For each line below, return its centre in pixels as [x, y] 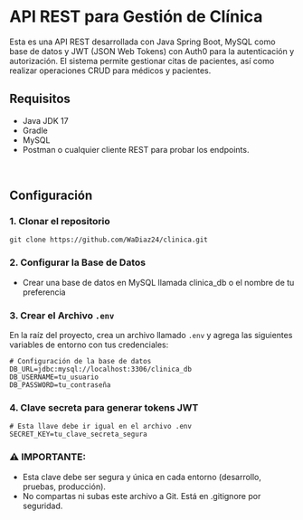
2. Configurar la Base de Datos [78, 262]
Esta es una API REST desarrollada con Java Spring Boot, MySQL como [142, 42]
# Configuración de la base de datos [80, 362]
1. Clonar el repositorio [60, 222]
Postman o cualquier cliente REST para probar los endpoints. [136, 149]
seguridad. [43, 506]
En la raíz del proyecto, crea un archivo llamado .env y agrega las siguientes [151, 336]
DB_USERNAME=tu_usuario [54, 377]
